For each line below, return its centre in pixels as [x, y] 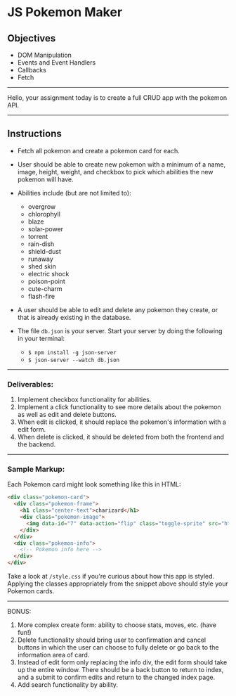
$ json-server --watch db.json [74, 360]
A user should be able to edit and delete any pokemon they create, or [118, 309]
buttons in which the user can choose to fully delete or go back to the [118, 647]
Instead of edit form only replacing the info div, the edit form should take [122, 662]
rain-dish [41, 244]
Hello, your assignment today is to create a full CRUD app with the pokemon [117, 98]
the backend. [37, 444]
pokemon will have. [45, 179]
